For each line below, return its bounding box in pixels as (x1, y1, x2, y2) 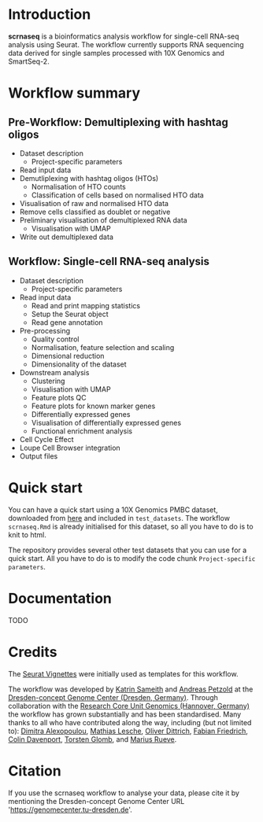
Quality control (31, 334, 80, 344)
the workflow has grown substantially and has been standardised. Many (8, 710, 242, 719)
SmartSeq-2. (8, 57, 50, 66)
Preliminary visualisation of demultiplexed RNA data (19, 215, 187, 225)
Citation (8, 761, 61, 780)
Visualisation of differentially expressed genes (31, 418, 182, 427)
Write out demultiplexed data (19, 232, 114, 241)
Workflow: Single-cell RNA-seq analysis (8, 255, 210, 268)
